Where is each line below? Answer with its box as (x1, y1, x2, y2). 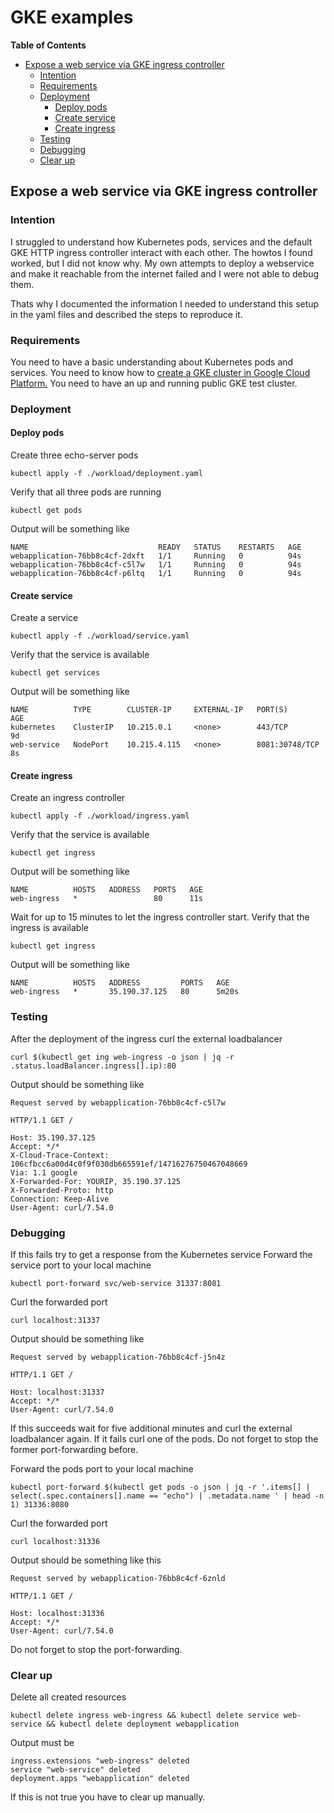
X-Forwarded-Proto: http (10, 1185, 114, 1195)
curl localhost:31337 (10, 1316, 101, 1326)
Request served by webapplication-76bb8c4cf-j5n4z (10, 1352, 226, 1363)
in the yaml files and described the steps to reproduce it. (10, 308, 243, 320)
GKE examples (10, 6, 134, 29)
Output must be (10, 1737, 75, 1749)
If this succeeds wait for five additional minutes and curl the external (10, 1422, 293, 1435)
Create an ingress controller (10, 792, 126, 804)
